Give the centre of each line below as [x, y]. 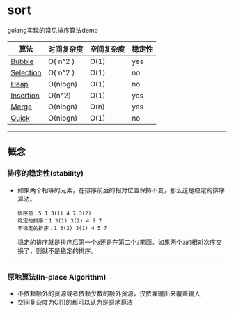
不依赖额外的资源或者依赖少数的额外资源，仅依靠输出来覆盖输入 [109, 293]
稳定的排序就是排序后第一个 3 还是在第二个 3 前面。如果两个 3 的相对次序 [117, 242]
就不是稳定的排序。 [69, 250]
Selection [26, 72]
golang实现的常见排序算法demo [53, 30]
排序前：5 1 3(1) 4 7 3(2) [54, 213]
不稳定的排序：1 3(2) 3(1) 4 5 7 [62, 228]
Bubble [22, 61]
